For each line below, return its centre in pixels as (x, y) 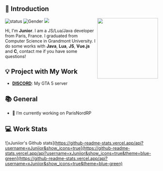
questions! (16, 56)
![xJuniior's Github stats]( (30, 143)
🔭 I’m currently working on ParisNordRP (52, 113)
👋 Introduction (27, 9)
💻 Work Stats (26, 129)
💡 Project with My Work (41, 71)
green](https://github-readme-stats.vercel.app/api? (56, 158)
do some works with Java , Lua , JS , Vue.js (48, 46)
